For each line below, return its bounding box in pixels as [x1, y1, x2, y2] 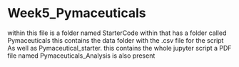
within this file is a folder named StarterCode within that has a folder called [7, 29, 227, 37]
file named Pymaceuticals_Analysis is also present [7, 51, 156, 60]
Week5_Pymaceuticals [7, 5, 146, 21]
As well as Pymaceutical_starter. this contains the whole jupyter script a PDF [7, 43, 232, 52]
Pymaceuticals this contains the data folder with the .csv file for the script [7, 36, 224, 44]
